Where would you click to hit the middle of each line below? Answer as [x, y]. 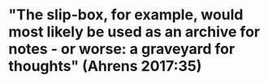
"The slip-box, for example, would [126, 15]
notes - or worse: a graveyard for [122, 49]
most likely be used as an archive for [134, 32]
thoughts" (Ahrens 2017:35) [105, 66]
